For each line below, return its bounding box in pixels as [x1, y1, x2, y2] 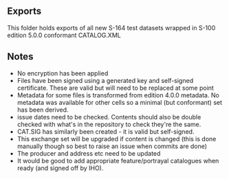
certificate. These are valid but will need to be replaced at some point [17, 84, 215, 92]
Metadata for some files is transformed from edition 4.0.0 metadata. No [17, 91, 220, 99]
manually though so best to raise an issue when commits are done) [17, 142, 208, 150]
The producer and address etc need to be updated [17, 149, 161, 157]
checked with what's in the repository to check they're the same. [17, 120, 201, 128]
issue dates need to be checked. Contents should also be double [17, 112, 201, 121]
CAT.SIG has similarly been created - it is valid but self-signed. [17, 127, 195, 136]
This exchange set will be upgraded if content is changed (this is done [17, 134, 217, 143]
